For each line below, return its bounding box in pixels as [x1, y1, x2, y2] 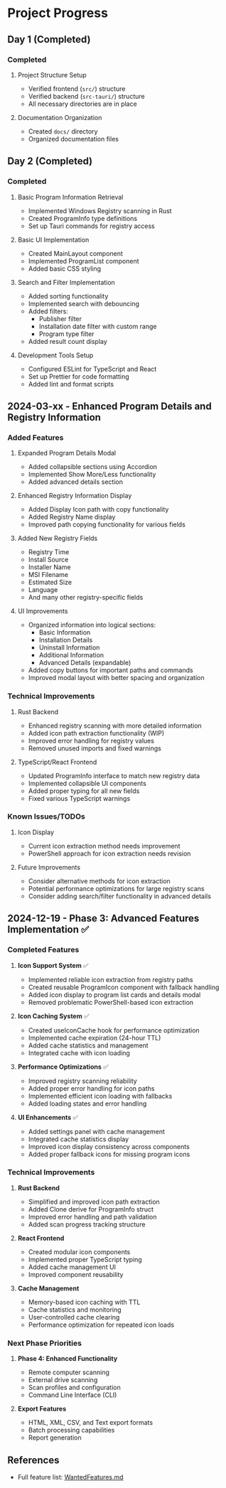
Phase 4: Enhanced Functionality [17, 1354, 118, 1363]
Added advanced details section [28, 478, 123, 486]
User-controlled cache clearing [28, 1312, 120, 1321]
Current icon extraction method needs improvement [28, 841, 181, 850]
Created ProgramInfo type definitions [28, 214, 138, 222]
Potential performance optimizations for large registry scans [28, 884, 205, 893]
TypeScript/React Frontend [17, 758, 97, 766]
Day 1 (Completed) [7, 33, 91, 45]
